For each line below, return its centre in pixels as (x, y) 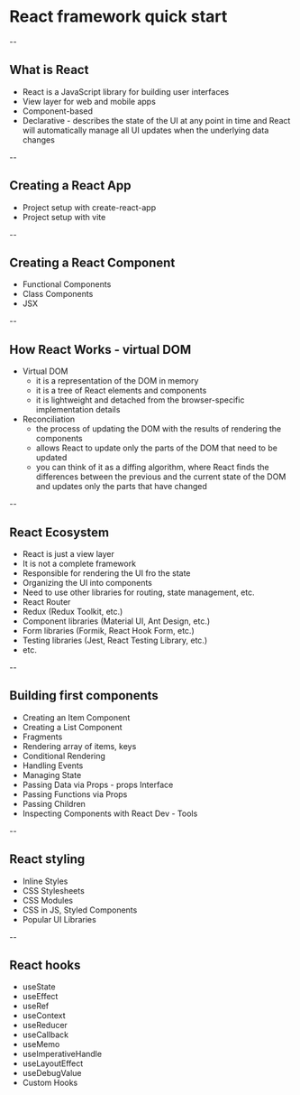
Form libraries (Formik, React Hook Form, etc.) (109, 631)
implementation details (78, 410)
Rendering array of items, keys (79, 746)
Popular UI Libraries (59, 919)
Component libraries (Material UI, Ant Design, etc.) (116, 621)
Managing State (52, 775)
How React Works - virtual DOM (100, 349)
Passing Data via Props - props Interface (98, 784)
